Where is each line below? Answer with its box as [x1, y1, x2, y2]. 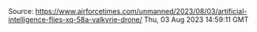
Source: [8, 7, 34, 16]
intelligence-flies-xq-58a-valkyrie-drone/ [8, 15, 142, 24]
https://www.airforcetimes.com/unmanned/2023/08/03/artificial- [35, 7, 248, 16]
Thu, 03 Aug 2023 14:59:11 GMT [143, 15, 249, 24]
